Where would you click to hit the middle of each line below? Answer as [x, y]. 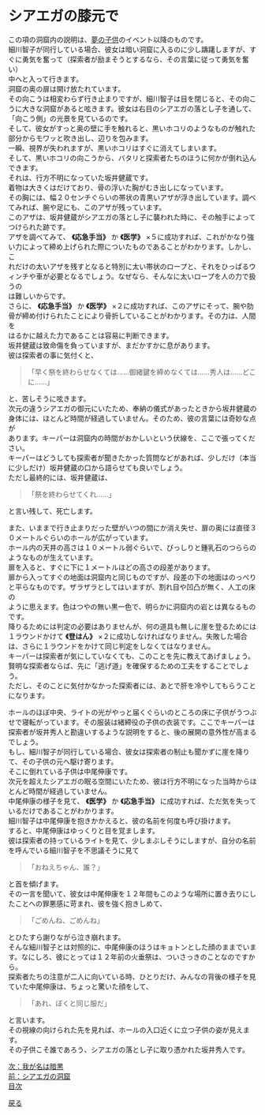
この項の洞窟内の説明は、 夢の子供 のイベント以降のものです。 [108, 39]
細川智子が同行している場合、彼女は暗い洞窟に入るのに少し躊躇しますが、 [129, 49]
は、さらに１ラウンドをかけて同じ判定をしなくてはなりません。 [112, 646]
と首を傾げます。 [35, 884]
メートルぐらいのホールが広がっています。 [83, 537]
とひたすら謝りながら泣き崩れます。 [67, 937]
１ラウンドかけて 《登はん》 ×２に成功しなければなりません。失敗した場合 [128, 636]
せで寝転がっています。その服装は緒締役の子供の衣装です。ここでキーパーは [132, 722]
